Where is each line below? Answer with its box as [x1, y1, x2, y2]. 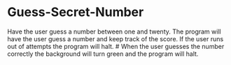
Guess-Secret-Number [7, 4, 144, 20]
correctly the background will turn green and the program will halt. [7, 50, 199, 58]
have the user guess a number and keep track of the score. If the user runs [7, 34, 224, 43]
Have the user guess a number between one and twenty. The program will [7, 27, 222, 36]
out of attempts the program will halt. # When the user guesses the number [7, 42, 225, 50]
